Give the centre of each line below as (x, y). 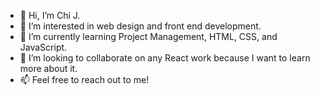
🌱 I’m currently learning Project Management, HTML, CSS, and (148, 36)
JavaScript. (43, 47)
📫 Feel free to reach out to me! (84, 79)
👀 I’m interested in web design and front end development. (140, 26)
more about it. (48, 68)
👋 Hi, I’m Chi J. (50, 15)
